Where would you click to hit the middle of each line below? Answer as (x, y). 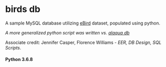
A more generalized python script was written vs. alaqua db (67, 32)
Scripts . (13, 47)
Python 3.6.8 (19, 59)
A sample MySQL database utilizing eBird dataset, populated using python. (83, 23)
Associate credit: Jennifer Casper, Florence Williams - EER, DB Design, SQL (84, 42)
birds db (23, 9)
